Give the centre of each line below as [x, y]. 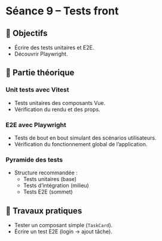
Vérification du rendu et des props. [57, 109]
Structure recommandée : [46, 173]
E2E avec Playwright [36, 125]
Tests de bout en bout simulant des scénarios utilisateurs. [85, 138]
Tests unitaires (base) [50, 179]
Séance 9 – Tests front [62, 11]
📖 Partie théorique [40, 73]
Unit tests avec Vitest [37, 90]
